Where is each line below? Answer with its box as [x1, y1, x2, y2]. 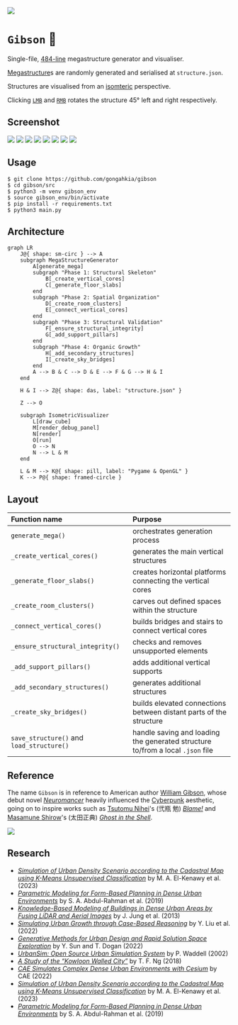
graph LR [7, 245, 33, 252]
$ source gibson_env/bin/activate [7, 194, 110, 201]
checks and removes [132, 637, 202, 647]
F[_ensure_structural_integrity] [45, 325, 144, 333]
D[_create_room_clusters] [45, 300, 122, 308]
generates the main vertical [132, 547, 224, 557]
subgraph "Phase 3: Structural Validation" [33, 319, 163, 326]
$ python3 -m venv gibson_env [7, 188, 97, 195]
